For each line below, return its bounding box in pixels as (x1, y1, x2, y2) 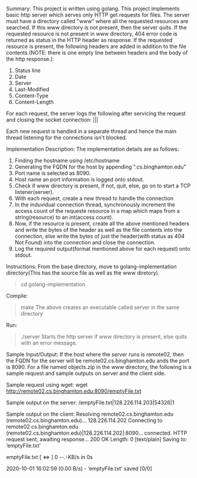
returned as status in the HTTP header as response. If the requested (6, 37, 173, 43)
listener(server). (14, 189, 54, 195)
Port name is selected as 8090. (14, 170, 91, 177)
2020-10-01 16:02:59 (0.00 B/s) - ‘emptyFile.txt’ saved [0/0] (6, 465, 153, 472)
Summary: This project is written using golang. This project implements (6, 5, 180, 12)
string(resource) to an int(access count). (14, 213, 114, 221)
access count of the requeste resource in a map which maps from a (14, 208, 180, 214)
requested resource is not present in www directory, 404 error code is (6, 30, 177, 37)
